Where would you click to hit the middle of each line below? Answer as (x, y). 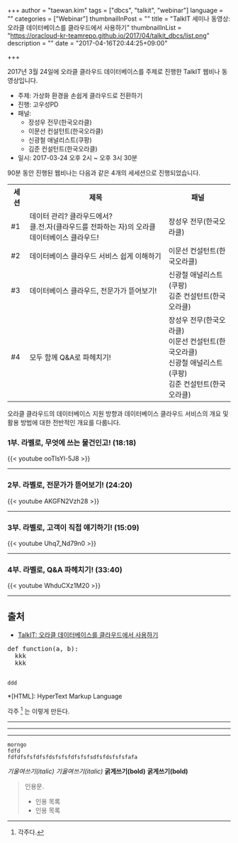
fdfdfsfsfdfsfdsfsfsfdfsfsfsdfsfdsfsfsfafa (73, 757)
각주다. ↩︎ (31, 832)
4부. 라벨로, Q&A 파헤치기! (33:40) (65, 569)
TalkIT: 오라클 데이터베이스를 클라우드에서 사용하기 (88, 635)
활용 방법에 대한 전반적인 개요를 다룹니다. (64, 423)
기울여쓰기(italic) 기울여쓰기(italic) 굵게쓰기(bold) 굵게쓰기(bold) (98, 771)
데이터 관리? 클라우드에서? (71, 216)
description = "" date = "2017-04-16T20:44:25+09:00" (87, 43)
